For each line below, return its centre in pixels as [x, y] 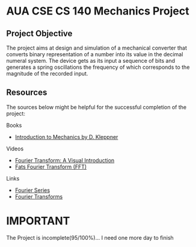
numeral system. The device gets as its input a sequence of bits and [91, 61]
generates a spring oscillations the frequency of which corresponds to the [98, 67]
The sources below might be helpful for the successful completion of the [96, 107]
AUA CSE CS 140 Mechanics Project [98, 11]
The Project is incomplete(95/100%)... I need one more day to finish [90, 237]
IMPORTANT [38, 221]
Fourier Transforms [39, 196]
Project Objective [39, 34]
